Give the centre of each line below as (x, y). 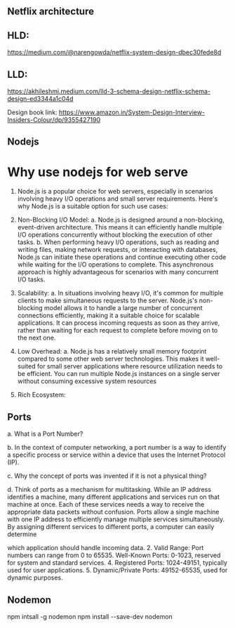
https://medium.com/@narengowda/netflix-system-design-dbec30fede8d (114, 53)
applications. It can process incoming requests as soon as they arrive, (119, 323)
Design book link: (32, 112)
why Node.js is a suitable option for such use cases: (93, 206)
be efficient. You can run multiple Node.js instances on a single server (119, 374)
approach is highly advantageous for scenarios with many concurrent (118, 272)
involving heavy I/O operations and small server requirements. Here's (117, 199)
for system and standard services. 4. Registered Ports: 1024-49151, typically (117, 563)
